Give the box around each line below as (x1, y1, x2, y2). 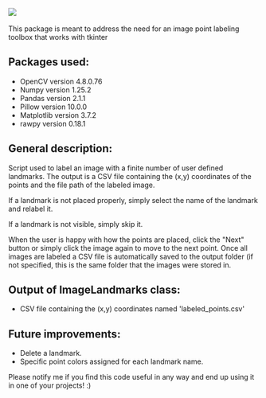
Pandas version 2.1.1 (19, 93, 86, 103)
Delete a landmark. (19, 349, 82, 358)
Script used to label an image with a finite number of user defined (8, 163, 224, 173)
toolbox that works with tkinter (8, 33, 108, 41)
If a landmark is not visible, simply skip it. (8, 219, 143, 228)
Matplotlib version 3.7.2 (19, 110, 97, 119)
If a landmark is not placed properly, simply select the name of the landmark (8, 195, 259, 205)
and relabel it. (8, 204, 53, 213)
